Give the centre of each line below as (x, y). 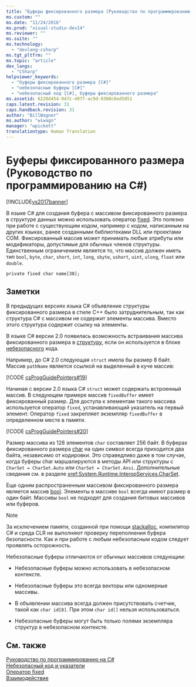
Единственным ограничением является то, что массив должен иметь (94, 251)
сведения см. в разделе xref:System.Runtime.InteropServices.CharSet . (93, 473)
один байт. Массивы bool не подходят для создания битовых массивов (96, 498)
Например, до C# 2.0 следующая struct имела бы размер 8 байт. (89, 360)
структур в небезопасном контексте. (61, 627)
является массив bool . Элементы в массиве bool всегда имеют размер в (98, 491)
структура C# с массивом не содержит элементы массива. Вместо (91, 318)
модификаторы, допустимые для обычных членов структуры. (84, 244)
